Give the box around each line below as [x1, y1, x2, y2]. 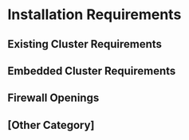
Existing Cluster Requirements [7, 37, 163, 51]
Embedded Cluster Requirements [7, 64, 176, 77]
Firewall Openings [7, 91, 100, 105]
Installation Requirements [7, 6, 182, 24]
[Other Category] [7, 118, 95, 132]
